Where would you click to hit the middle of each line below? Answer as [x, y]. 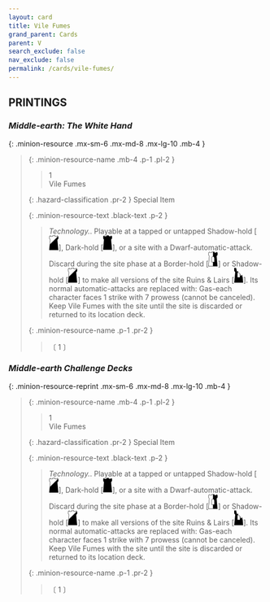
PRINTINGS [38, 103]
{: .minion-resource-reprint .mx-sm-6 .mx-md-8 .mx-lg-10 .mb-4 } [120, 386]
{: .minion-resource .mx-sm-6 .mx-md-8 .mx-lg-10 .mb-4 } [107, 143]
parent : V [25, 43]
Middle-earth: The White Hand [70, 126]
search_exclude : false [47, 52]
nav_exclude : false [41, 60]
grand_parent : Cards [44, 34]
